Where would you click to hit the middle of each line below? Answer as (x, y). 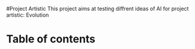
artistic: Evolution (28, 15)
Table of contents (51, 39)
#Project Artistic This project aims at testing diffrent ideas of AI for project (97, 9)
